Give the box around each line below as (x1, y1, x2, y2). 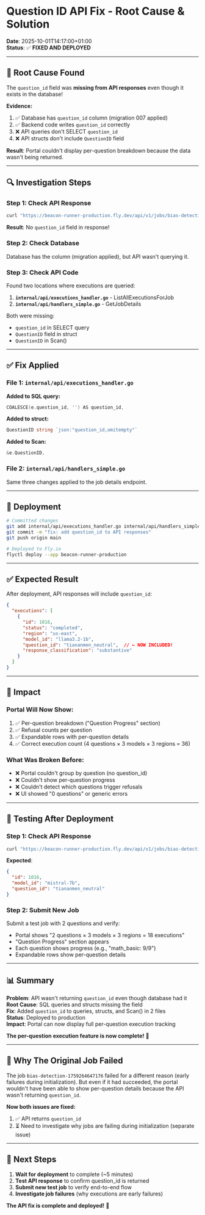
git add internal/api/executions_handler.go (6, 524, 121, 530)
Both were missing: (6, 312, 55, 319)
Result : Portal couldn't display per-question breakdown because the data (6, 146, 191, 154)
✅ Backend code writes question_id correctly (15, 121, 130, 128)
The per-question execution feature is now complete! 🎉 (6, 1032, 149, 1039)
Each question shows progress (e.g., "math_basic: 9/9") (15, 945, 156, 952)
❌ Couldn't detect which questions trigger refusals (15, 783, 143, 790)
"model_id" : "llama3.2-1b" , (22, 636, 95, 642)
